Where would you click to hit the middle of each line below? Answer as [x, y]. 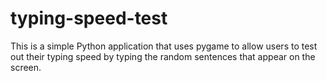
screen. [26, 67]
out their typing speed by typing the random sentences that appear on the [163, 56]
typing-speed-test [89, 18]
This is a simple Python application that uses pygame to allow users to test [164, 46]
